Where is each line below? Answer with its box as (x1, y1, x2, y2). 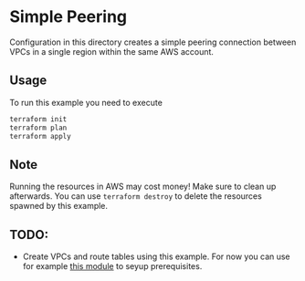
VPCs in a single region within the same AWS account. (9, 46, 215, 57)
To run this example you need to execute (9, 97, 163, 108)
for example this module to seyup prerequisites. (22, 261, 203, 271)
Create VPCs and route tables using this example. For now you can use (22, 251, 290, 262)
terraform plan (9, 123, 68, 132)
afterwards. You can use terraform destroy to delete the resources (9, 191, 262, 202)
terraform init (9, 114, 68, 124)
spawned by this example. (9, 201, 108, 212)
